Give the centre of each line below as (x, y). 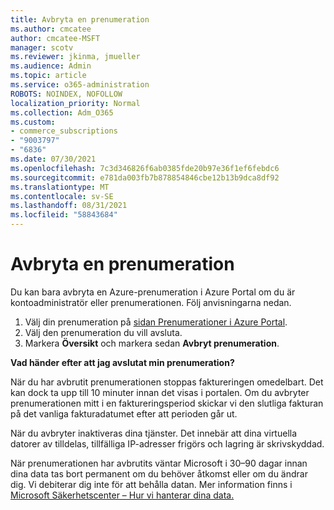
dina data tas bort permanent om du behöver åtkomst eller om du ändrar (159, 473)
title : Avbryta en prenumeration (80, 19)
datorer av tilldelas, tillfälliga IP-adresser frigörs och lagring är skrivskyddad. (167, 443)
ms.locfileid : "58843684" (64, 215)
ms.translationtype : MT (60, 187)
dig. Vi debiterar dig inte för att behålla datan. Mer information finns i (151, 484)
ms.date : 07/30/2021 (53, 159)
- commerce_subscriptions (64, 131)
